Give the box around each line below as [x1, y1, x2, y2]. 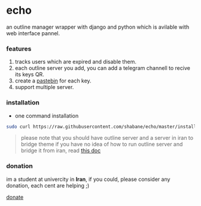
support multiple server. [14, 84, 74, 91]
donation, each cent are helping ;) [6, 182, 90, 189]
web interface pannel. [6, 29, 60, 36]
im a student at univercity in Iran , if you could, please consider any [6, 176, 170, 183]
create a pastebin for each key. [14, 77, 92, 84]
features [6, 44, 32, 53]
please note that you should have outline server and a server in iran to [20, 134, 193, 142]
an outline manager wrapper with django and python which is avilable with [6, 23, 190, 30]
